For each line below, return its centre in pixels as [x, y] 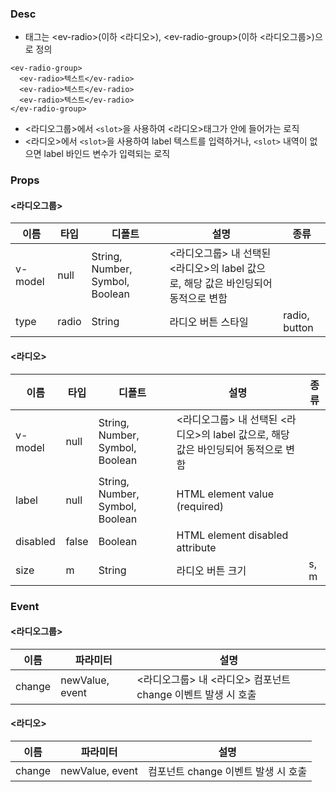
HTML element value [225, 494]
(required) [200, 506]
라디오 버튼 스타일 [209, 322]
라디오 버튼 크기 [211, 570]
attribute [196, 547]
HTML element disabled [232, 535]
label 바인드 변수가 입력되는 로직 [107, 154]
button [298, 328]
